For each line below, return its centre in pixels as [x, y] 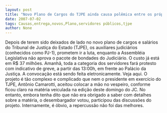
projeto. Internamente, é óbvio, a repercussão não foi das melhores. [75, 106]
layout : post [19, 10]
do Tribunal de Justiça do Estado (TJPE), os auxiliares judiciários [71, 48]
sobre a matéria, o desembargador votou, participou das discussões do [78, 100]
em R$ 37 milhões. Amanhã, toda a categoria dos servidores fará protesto [81, 63]
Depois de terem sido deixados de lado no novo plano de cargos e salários [82, 42]
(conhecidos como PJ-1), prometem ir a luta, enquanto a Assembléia [75, 53]
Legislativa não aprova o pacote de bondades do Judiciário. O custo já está [83, 58]
